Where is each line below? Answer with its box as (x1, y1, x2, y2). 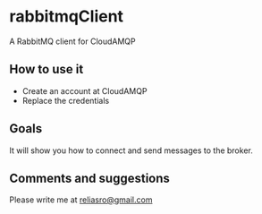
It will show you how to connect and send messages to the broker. (9, 145, 253, 156)
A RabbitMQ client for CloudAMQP (9, 36, 136, 47)
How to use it (9, 62, 84, 77)
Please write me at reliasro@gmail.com (9, 194, 153, 205)
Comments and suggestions (9, 170, 170, 185)
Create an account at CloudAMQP (21, 85, 148, 96)
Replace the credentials (21, 95, 110, 106)
